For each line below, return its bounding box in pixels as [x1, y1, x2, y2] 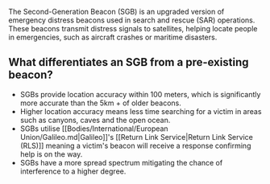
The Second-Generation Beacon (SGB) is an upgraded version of [8, 7, 225, 16]
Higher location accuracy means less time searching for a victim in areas [19, 106, 262, 116]
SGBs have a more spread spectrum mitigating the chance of [19, 157, 223, 167]
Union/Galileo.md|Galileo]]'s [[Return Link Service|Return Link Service [19, 132, 254, 141]
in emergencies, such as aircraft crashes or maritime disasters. [8, 32, 218, 42]
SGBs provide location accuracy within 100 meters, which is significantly [19, 89, 261, 99]
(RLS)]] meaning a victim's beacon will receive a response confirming [19, 141, 251, 150]
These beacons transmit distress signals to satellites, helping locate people [8, 24, 258, 33]
